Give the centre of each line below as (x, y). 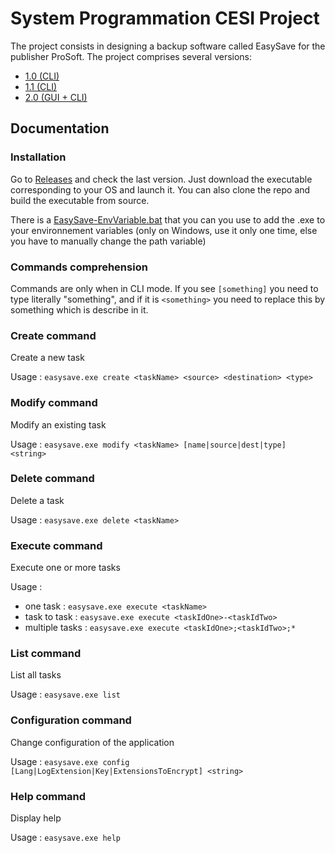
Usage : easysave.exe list (66, 694)
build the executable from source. (80, 200)
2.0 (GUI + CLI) (56, 97)
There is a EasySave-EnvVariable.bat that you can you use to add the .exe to (168, 219)
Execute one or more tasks (65, 568)
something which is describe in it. (79, 309)
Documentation (60, 128)
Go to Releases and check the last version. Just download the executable (161, 179)
